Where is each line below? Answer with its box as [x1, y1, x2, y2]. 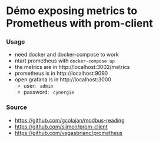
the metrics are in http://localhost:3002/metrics [14, 64, 130, 71]
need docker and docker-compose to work [14, 51, 119, 58]
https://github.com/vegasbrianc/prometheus [14, 129, 122, 136]
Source [6, 103, 28, 111]
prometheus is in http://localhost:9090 [14, 70, 108, 77]
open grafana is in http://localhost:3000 [14, 76, 112, 83]
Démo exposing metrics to [6, 4, 138, 18]
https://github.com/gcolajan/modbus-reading [14, 117, 125, 124]
